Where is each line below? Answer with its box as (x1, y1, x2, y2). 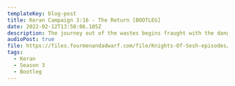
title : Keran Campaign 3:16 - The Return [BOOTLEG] (7, 17, 161, 24)
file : (7, 42, 23, 49)
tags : (7, 49, 23, 56)
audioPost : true (7, 36, 55, 43)
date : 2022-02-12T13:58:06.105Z (7, 23, 101, 30)
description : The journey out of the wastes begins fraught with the (7, 29, 215, 37)
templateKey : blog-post (7, 10, 77, 17)
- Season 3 (13, 62, 45, 69)
